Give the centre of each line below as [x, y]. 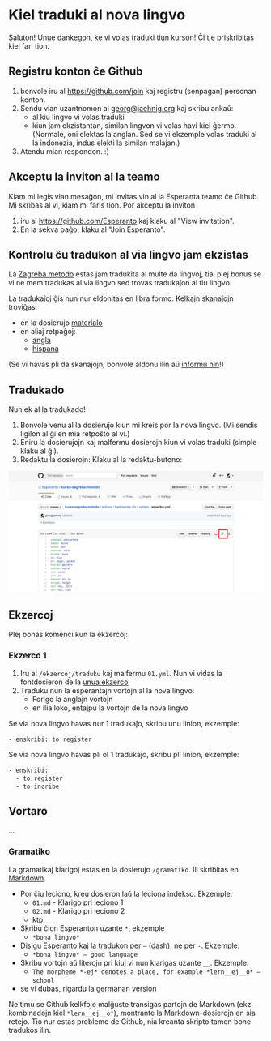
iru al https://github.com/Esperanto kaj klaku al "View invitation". [127, 221]
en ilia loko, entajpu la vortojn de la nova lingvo [110, 708]
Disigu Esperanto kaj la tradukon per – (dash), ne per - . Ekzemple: [130, 945]
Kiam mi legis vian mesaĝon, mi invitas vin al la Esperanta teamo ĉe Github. [134, 196]
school [43, 980]
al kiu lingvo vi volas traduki [78, 117]
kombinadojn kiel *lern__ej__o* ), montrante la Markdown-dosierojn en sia [132, 1013]
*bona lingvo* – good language [85, 954]
